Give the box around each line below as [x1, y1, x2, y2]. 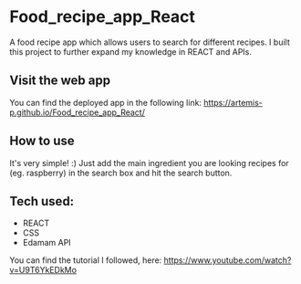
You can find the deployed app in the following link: [9, 97, 202, 108]
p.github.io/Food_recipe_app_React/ [9, 107, 146, 118]
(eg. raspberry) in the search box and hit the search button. [9, 167, 233, 178]
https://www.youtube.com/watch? [163, 255, 292, 266]
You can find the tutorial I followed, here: [9, 255, 162, 266]
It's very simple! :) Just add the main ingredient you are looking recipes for [9, 157, 289, 168]
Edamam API [22, 237, 71, 248]
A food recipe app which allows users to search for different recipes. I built [9, 37, 290, 47]
